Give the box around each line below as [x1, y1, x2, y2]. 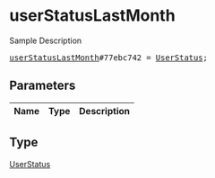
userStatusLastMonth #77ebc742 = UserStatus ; [9, 52, 209, 63]
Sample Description [9, 35, 82, 46]
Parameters [9, 78, 76, 93]
